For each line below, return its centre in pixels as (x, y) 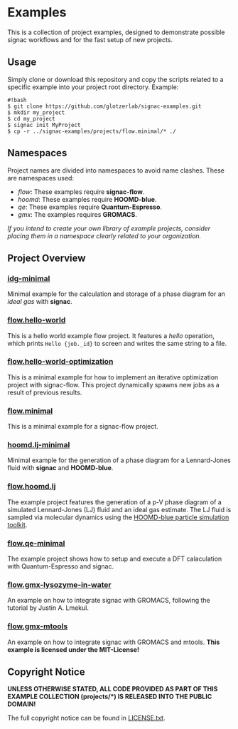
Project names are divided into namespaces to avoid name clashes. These (116, 170)
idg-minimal (29, 278)
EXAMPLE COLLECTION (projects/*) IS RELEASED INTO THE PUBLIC (110, 697)
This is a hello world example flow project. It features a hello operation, (111, 335)
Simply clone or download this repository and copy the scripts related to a (115, 79)
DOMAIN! (22, 704)
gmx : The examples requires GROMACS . (77, 214)
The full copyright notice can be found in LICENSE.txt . (86, 718)
